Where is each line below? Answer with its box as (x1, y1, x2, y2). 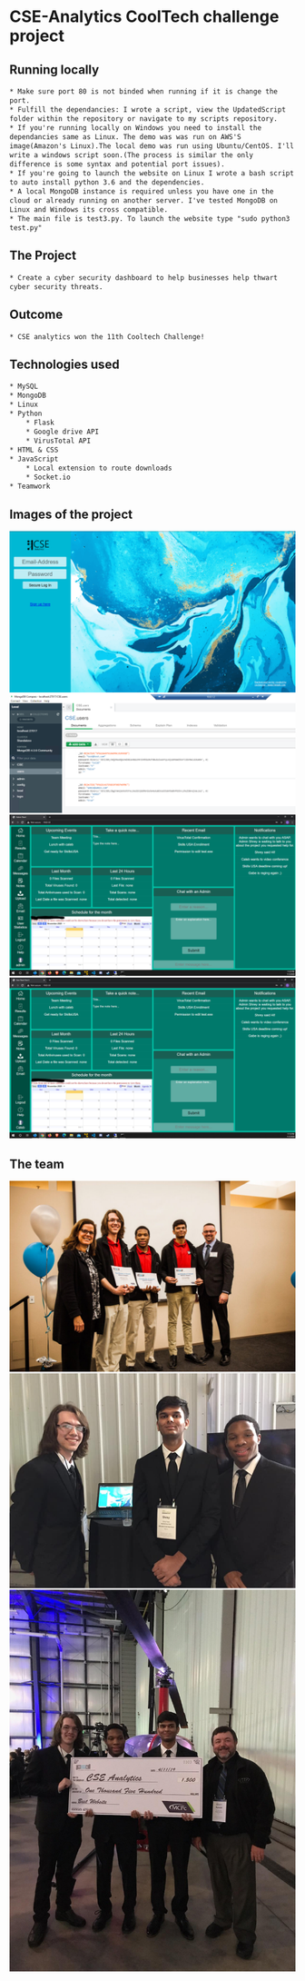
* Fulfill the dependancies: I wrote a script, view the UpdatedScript (9, 105, 286, 114)
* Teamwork (9, 482, 51, 492)
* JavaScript (9, 454, 59, 464)
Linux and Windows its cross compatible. (9, 205, 169, 214)
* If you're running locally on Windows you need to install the (9, 124, 261, 133)
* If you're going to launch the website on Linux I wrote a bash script (9, 169, 295, 178)
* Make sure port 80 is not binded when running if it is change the (9, 87, 279, 96)
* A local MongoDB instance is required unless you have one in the (9, 187, 274, 196)
